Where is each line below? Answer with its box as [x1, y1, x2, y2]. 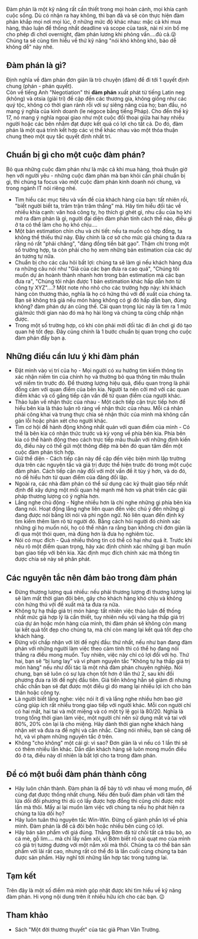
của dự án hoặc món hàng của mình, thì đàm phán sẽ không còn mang [14, 620, 187, 627]
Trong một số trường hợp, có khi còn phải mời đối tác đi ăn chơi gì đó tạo [14, 321, 192, 328]
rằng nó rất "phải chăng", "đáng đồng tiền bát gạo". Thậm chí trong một [14, 240, 189, 247]
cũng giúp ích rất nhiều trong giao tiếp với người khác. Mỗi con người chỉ [14, 702, 191, 709]
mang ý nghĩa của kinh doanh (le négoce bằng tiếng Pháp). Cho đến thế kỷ [6, 107, 189, 115]
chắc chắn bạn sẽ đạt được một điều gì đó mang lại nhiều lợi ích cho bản [14, 683, 192, 690]
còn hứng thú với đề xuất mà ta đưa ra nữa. [14, 601, 120, 608]
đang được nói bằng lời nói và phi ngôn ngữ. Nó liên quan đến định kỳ [14, 512, 184, 519]
